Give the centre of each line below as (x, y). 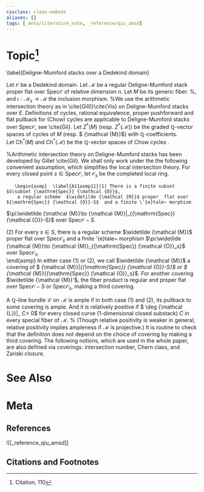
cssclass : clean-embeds (36, 12)
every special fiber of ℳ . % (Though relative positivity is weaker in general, (101, 320)
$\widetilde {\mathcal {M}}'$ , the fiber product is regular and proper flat (96, 280)
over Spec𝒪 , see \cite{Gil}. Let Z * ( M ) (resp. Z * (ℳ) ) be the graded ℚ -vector (100, 126)
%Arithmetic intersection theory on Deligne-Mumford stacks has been (94, 154)
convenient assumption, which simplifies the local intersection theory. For (98, 167)
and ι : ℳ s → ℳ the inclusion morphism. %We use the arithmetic (88, 99)
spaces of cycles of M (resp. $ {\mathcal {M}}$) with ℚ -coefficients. (92, 134)
